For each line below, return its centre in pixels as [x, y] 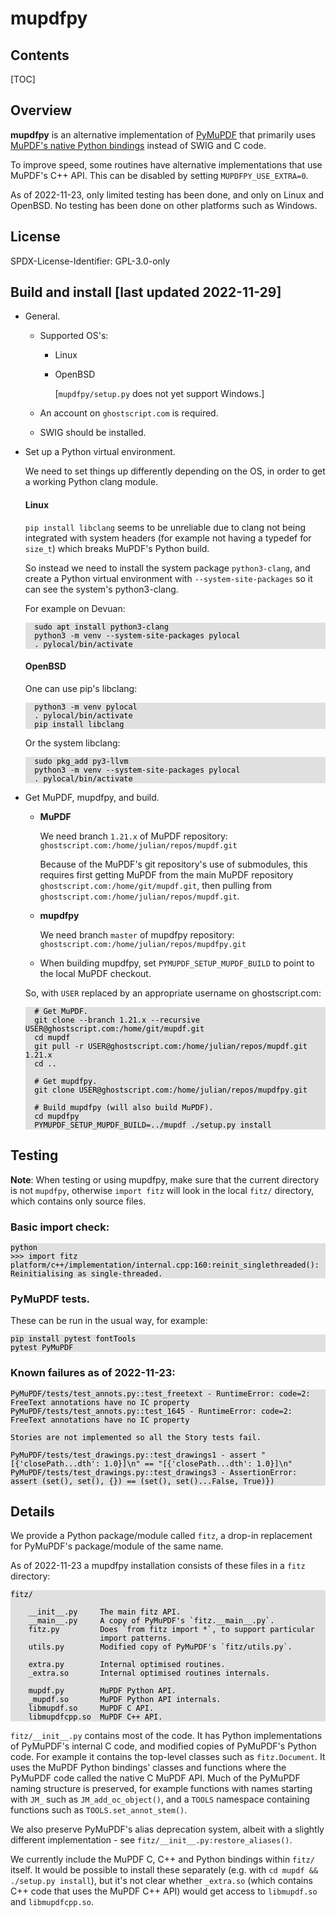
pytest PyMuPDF [42, 1348]
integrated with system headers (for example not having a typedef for [168, 538]
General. [42, 316]
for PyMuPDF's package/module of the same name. [117, 1546]
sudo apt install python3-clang [101, 627]
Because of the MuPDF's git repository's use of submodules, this [173, 864]
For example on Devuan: [75, 608]
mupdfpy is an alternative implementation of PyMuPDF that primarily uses [163, 134]
